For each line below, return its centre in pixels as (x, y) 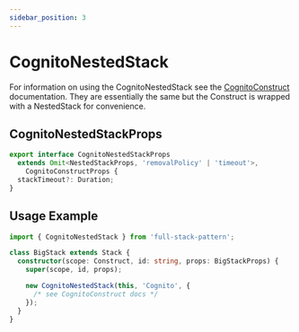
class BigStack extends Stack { (70, 253)
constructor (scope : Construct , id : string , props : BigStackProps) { (148, 261)
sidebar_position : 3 (48, 17)
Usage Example (54, 216)
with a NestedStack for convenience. (78, 106)
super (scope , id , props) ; (74, 270)
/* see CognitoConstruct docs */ (96, 294)
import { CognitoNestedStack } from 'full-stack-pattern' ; (122, 237)
